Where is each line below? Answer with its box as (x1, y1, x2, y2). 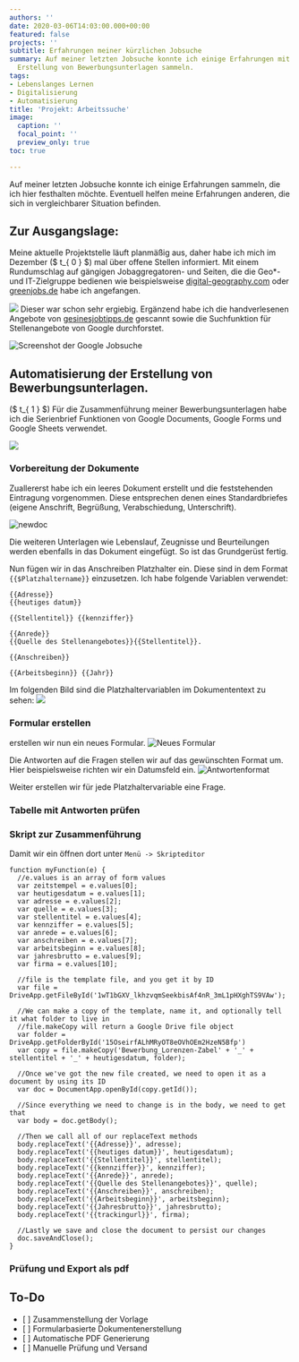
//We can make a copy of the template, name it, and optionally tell (17, 1007, 282, 1016)
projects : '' (9, 38, 58, 47)
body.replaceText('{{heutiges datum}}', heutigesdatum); (17, 1148, 235, 1157)
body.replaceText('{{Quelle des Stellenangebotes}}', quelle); (17, 1179, 258, 1188)
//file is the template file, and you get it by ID (17, 975, 215, 985)
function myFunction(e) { (9, 866, 106, 875)
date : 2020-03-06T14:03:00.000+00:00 (9, 21, 150, 30)
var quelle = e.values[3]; (17, 905, 118, 914)
